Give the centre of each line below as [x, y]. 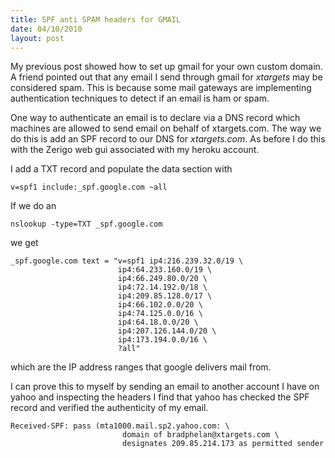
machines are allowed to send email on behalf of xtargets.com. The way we [166, 128]
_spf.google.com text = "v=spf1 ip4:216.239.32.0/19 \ [127, 261]
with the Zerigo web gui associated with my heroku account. [135, 150]
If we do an [33, 206]
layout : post [37, 38]
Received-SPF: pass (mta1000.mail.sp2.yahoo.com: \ [120, 426]
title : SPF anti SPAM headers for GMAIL [96, 19]
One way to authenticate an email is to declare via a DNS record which [155, 118]
